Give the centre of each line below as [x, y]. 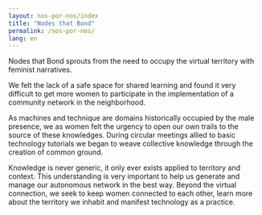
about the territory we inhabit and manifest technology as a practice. [122, 202]
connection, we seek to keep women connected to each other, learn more [131, 193]
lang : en [23, 38]
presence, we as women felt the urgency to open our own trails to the [123, 126]
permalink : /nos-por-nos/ [51, 31]
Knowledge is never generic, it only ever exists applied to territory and [125, 168]
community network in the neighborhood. [77, 102]
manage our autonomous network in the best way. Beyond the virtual [123, 185]
